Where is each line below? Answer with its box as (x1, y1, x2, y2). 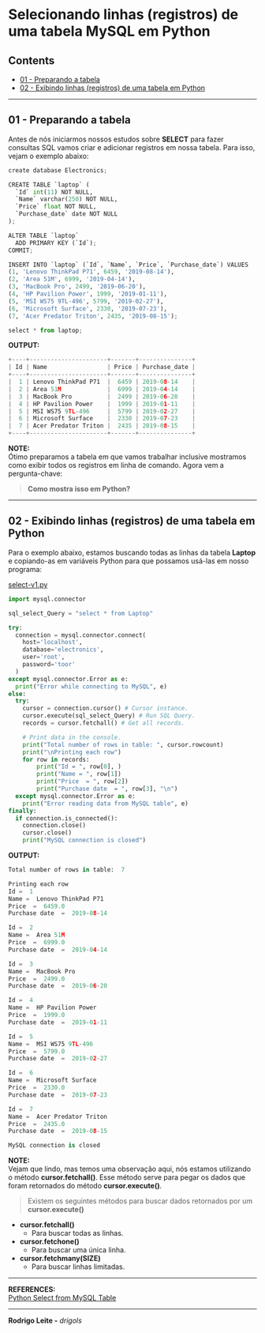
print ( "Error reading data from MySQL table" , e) (22, 800, 189, 808)
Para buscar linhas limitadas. (31, 1262, 125, 1271)
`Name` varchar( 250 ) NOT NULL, (15, 195, 118, 203)
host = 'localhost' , (22, 638, 83, 646)
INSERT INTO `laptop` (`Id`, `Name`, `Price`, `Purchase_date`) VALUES (8, 261, 248, 269)
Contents (8, 54, 55, 67)
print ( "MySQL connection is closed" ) (22, 836, 147, 845)
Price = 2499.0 (8, 974, 65, 983)
